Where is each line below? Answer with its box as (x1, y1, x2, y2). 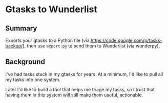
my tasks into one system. (5, 76, 60, 83)
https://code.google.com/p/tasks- (90, 37, 162, 43)
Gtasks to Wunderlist (5, 4, 97, 15)
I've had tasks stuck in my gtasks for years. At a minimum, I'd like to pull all (5, 71, 163, 77)
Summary (5, 24, 37, 33)
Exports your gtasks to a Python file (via (5, 37, 90, 43)
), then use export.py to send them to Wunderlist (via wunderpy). (23, 43, 160, 49)
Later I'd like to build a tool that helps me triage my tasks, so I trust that (5, 86, 155, 92)
